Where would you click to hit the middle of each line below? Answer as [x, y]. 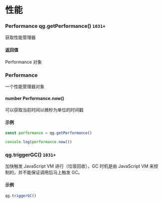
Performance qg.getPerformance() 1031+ [55, 26]
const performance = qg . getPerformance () [49, 133]
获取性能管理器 [20, 37]
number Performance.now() [35, 98]
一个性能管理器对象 [25, 86]
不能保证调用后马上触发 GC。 [52, 173]
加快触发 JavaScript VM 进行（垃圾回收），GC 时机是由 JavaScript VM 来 [80, 166]
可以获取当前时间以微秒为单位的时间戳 [44, 110]
